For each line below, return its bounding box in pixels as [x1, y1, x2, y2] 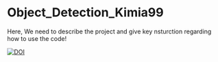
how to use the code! [7, 34, 67, 42]
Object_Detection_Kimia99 [7, 5, 164, 20]
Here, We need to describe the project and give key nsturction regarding [7, 27, 212, 35]
